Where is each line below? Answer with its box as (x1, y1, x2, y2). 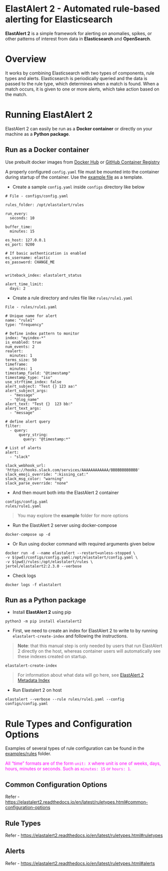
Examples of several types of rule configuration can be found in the (5, 745, 144, 751)
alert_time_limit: (5, 281, 44, 287)
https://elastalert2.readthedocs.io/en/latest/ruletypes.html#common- (5, 799, 148, 805)
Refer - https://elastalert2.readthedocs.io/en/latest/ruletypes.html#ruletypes (5, 832, 163, 838)
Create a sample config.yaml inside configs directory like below (12, 184, 145, 190)
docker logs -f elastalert (5, 582, 62, 587)
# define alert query (5, 419, 51, 424)
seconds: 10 (10, 215, 35, 220)
